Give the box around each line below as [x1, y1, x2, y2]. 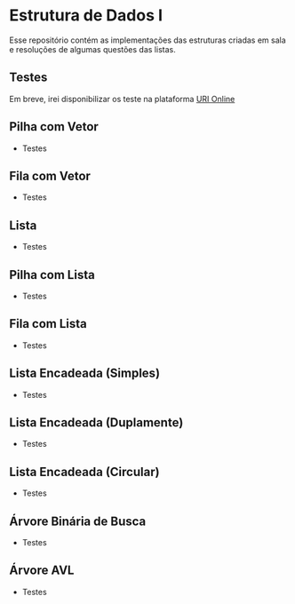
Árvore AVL [9, 563, 75, 578]
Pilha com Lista [9, 267, 95, 282]
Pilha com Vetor [9, 119, 100, 134]
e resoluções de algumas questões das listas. [9, 44, 176, 54]
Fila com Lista [9, 316, 87, 331]
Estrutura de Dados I [9, 5, 163, 26]
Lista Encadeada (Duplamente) [9, 415, 184, 431]
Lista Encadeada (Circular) [9, 464, 160, 480]
